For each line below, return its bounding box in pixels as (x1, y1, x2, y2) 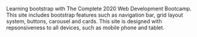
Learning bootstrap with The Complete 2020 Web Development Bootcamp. (6, 5, 192, 12)
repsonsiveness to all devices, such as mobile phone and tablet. (6, 24, 165, 31)
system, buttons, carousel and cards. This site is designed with (6, 18, 162, 24)
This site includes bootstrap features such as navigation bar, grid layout (6, 11, 183, 18)
